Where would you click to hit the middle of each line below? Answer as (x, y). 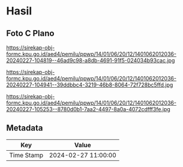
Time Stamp (26, 155)
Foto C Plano (30, 33)
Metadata (25, 128)
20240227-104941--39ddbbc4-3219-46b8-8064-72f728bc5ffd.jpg (90, 85)
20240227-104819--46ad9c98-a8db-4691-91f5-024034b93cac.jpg (91, 60)
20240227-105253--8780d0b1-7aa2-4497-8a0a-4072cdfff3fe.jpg (88, 109)
